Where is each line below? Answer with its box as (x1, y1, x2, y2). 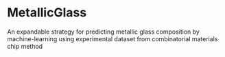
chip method (7, 42, 43, 50)
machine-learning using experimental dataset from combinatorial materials (7, 34, 218, 43)
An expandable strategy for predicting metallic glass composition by (7, 27, 200, 36)
